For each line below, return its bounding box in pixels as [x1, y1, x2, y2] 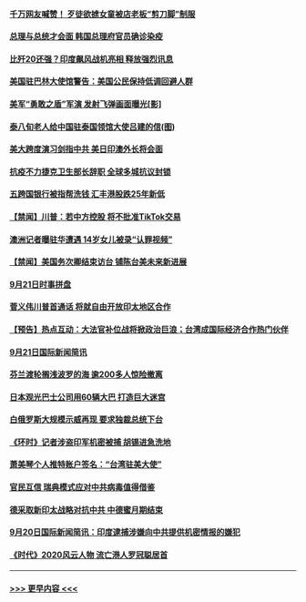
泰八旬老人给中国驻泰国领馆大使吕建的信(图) [9, 121, 176, 132]
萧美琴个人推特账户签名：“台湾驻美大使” [9, 459, 162, 470]
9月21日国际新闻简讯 [9, 346, 87, 357]
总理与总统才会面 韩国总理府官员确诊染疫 [9, 31, 164, 42]
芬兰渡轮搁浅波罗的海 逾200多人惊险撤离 [9, 369, 164, 380]
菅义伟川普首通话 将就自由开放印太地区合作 [9, 301, 171, 312]
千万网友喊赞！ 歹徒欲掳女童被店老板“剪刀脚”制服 [9, 8, 196, 19]
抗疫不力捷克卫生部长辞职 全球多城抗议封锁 [9, 166, 171, 177]
